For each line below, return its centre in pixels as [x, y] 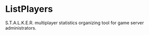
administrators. [21, 28]
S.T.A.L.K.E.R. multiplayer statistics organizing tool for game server [75, 23]
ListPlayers [29, 9]
